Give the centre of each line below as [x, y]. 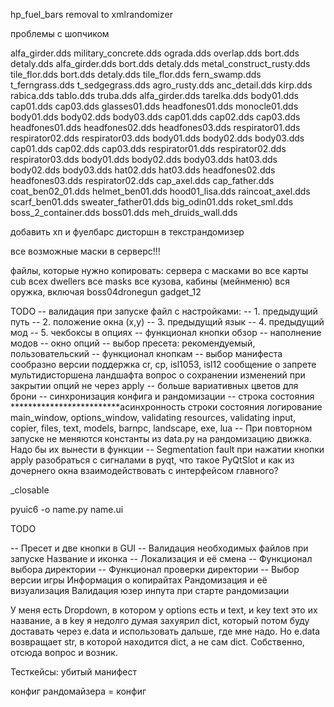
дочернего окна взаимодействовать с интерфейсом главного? [144, 470]
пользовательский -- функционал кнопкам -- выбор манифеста [146, 353]
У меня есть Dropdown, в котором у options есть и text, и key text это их [164, 610]
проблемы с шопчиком [60, 33]
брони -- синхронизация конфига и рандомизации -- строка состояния [162, 396]
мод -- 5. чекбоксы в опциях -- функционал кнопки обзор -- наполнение [166, 332]
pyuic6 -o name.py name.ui [67, 509]
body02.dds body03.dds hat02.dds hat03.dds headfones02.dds [143, 170]
